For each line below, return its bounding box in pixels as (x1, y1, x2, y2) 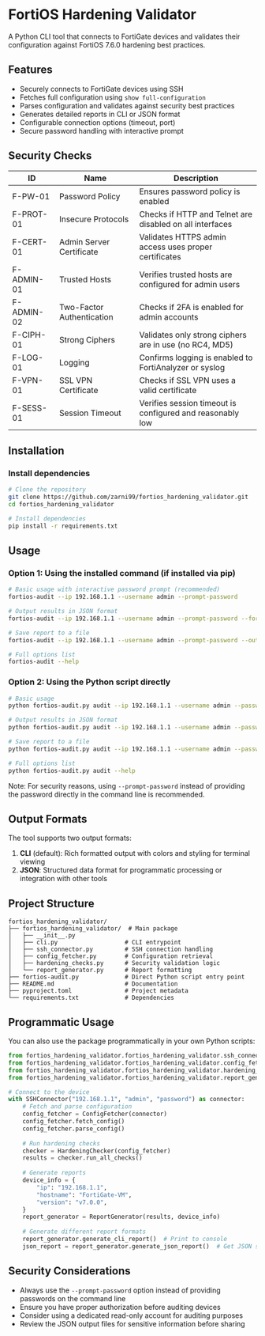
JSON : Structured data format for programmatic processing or (19, 865, 222, 875)
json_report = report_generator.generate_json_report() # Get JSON (22, 1242, 252, 1251)
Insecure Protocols (58, 214, 129, 225)
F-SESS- (12, 402, 47, 413)
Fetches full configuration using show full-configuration (19, 93, 207, 102)
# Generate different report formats (22, 1228, 147, 1236)
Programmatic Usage (8, 1015, 114, 1029)
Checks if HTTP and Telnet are (139, 208, 253, 219)
